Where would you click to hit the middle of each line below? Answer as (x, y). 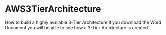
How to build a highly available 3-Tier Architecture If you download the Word (83, 22)
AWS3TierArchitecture (53, 9)
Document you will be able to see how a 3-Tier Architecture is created (77, 27)
